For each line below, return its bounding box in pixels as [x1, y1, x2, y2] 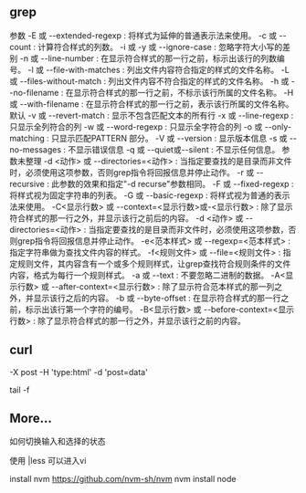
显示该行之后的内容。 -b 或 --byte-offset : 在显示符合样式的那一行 [33, 292, 281, 303]
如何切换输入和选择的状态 [9, 435, 106, 447]
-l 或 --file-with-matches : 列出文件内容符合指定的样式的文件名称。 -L [26, 64, 290, 75]
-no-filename [9, 87, 59, 98]
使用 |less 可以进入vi [9, 456, 87, 467]
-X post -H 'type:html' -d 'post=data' [9, 366, 148, 377]
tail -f [9, 384, 30, 395]
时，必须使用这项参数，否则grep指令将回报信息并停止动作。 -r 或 [9, 166, 254, 178]
